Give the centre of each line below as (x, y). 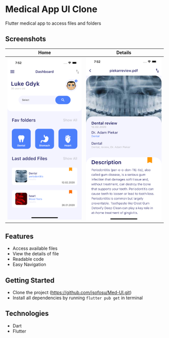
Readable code (28, 259)
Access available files (35, 248)
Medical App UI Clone (51, 9)
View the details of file (36, 254)
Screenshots (26, 39)
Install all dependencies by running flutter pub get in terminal (78, 298)
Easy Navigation (29, 264)
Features (19, 236)
